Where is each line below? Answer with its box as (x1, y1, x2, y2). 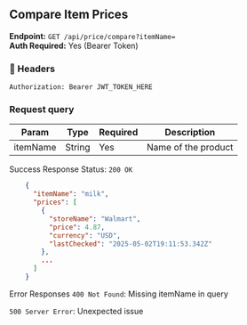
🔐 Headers (9, 62, 56, 75)
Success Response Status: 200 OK (9, 164, 133, 175)
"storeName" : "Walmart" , (48, 214, 141, 223)
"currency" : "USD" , (48, 231, 122, 240)
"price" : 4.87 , (48, 223, 105, 232)
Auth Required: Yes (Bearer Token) (9, 40, 139, 51)
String (65, 142, 91, 154)
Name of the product (146, 142, 234, 154)
